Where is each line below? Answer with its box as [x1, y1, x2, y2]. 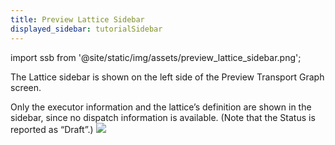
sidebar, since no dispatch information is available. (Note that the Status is [10, 111, 316, 123]
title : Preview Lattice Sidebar [10, 14, 145, 25]
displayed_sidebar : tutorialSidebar [10, 24, 163, 34]
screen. [10, 81, 42, 93]
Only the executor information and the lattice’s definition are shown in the [10, 101, 312, 113]
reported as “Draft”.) [10, 123, 94, 135]
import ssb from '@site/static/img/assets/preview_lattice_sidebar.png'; [10, 51, 302, 63]
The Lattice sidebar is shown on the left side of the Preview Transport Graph [10, 71, 325, 83]
